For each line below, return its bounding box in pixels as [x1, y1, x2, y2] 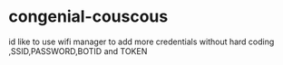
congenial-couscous [8, 6, 169, 27]
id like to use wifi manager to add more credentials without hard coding [8, 36, 275, 47]
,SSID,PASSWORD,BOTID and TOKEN [8, 45, 148, 56]
